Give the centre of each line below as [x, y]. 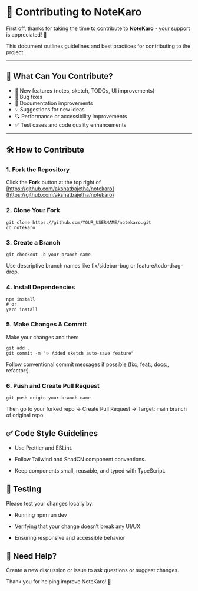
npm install [21, 299]
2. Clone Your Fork [33, 210]
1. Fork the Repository [38, 170]
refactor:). [18, 370]
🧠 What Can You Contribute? [60, 76]
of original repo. [26, 415]
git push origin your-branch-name [49, 398]
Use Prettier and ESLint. [43, 448]
